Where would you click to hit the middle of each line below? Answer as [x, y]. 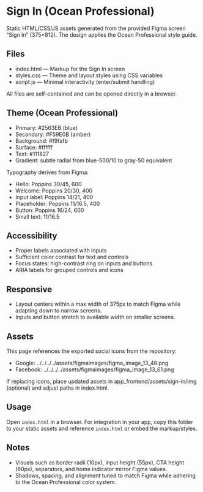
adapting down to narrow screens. [58, 311]
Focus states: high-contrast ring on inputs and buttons [84, 263]
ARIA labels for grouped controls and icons [69, 270]
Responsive [29, 289]
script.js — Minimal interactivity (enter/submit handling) [85, 81]
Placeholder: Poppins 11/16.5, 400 [57, 203]
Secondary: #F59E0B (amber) [53, 134]
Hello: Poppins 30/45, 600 [48, 184]
